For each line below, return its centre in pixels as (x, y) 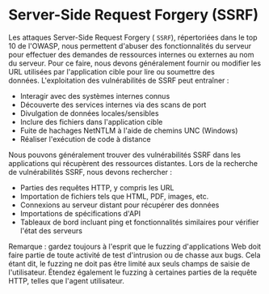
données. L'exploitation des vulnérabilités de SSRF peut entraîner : (119, 80)
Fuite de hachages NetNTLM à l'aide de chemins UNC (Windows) (129, 130)
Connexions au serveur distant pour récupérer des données (120, 205)
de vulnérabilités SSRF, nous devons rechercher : (90, 172)
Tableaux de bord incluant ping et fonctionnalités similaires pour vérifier (139, 222)
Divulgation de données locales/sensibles (89, 113)
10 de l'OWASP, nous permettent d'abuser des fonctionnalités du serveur (130, 45)
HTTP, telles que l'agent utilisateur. (67, 280)
